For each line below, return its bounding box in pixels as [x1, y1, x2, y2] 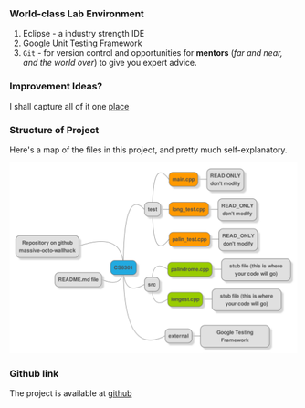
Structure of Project [9, 123, 100, 136]
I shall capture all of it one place [9, 100, 130, 111]
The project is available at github [9, 387, 132, 399]
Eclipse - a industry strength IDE [22, 28, 145, 39]
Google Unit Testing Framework [22, 37, 142, 48]
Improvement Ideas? [9, 80, 103, 93]
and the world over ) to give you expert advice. [22, 58, 198, 68]
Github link [9, 367, 59, 380]
